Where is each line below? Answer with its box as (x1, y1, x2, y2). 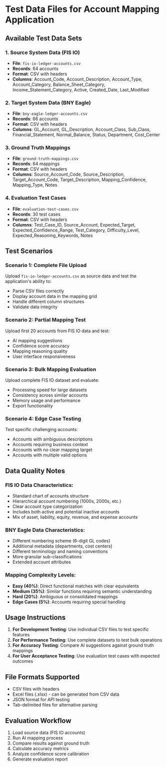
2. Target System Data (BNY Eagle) (5, 99, 91, 106)
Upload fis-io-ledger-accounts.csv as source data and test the (5, 273, 137, 279)
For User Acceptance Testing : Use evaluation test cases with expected (12, 653, 160, 659)
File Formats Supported (5, 673, 80, 681)
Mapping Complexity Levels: (5, 571, 76, 578)
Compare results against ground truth (12, 740, 90, 747)
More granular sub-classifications (12, 554, 82, 560)
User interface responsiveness (12, 353, 76, 359)
